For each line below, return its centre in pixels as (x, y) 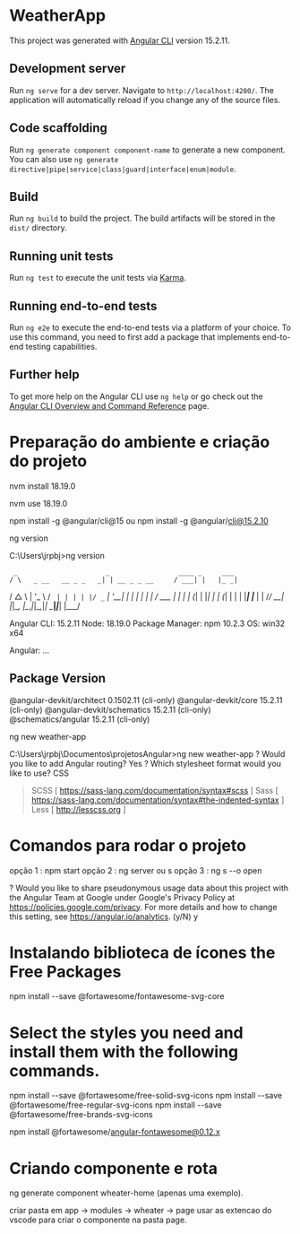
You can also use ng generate (64, 159)
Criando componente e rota (113, 1168)
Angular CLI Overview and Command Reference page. (109, 405)
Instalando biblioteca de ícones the (142, 952)
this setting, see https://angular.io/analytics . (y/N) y (104, 917)
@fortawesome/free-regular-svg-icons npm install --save (116, 1105)
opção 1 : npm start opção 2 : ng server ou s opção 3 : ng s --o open (136, 870)
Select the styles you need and (126, 1033)
